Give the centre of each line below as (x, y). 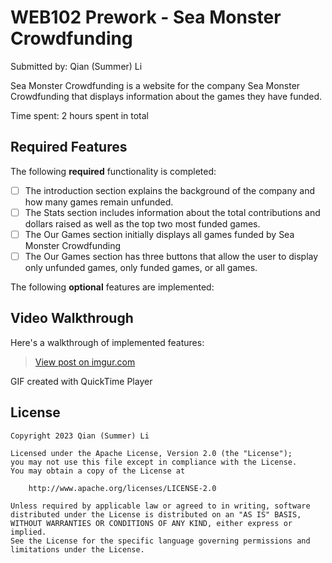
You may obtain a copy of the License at (98, 471)
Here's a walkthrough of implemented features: (107, 342)
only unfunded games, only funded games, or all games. (141, 267)
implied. (28, 532)
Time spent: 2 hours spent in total (80, 115)
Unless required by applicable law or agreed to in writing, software (160, 506)
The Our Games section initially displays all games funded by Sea (159, 234)
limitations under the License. (77, 549)
